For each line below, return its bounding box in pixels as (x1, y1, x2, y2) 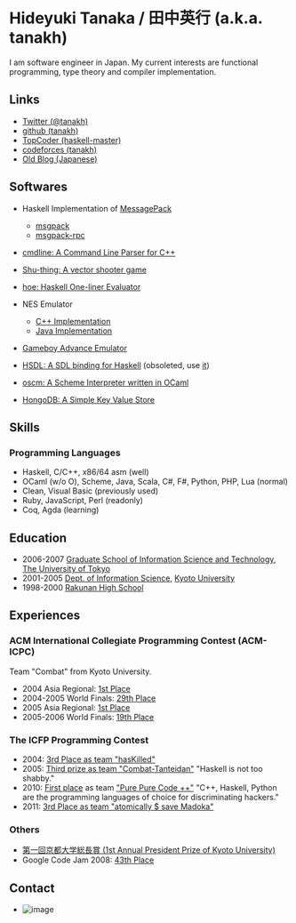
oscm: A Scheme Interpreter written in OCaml (21, 377, 189, 388)
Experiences (9, 608, 81, 623)
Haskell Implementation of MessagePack (21, 203, 172, 213)
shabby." (21, 773, 55, 783)
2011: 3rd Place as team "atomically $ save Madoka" (21, 801, 214, 812)
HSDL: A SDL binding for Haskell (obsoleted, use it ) (21, 359, 211, 370)
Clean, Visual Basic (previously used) (21, 486, 159, 496)
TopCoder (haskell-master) (21, 134, 122, 145)
